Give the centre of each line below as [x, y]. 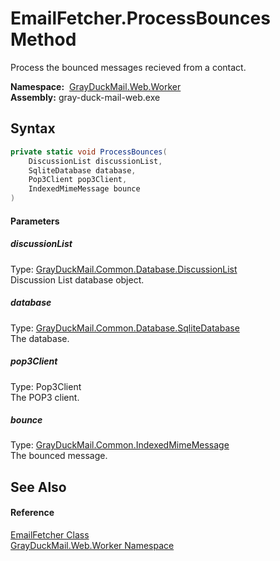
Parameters [35, 221]
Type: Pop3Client [46, 386]
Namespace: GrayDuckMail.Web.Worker [96, 86]
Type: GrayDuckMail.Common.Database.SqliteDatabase [125, 328]
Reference [32, 513]
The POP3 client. [45, 397]
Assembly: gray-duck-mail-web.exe [85, 97]
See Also [38, 487]
